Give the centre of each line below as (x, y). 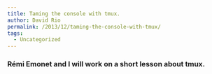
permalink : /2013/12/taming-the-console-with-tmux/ (84, 27)
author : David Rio (34, 20)
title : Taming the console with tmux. (64, 14)
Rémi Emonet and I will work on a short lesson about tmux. (106, 64)
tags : (15, 33)
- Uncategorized (37, 40)
